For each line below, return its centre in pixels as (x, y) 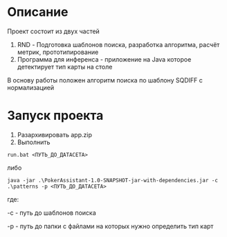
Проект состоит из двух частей (54, 31)
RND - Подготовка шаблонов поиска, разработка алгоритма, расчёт (118, 44)
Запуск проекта (55, 116)
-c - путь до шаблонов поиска (52, 213)
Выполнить (34, 142)
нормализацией (31, 87)
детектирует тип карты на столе (65, 67)
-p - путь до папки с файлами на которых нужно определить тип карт (110, 226)
